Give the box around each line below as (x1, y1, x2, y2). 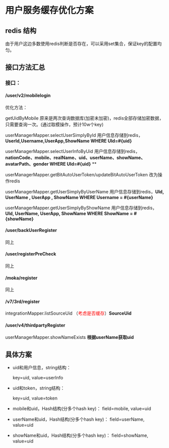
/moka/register (5, 275, 38, 281)
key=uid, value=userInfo (12, 375, 64, 381)
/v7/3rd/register (5, 298, 40, 305)
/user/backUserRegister (5, 227, 57, 233)
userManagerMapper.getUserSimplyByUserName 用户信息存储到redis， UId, (5, 188, 164, 194)
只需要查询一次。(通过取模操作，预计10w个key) (5, 121, 104, 127)
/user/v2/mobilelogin (5, 92, 51, 98)
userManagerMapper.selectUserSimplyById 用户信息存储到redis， (5, 132, 143, 138)
